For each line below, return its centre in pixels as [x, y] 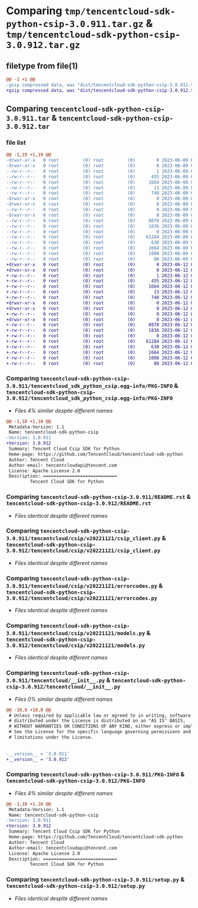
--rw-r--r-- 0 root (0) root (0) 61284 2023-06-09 [97, 237]
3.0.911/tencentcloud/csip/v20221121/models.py [76, 633]
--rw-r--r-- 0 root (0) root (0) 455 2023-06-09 [97, 177]
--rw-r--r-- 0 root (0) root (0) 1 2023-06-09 [97, 171]
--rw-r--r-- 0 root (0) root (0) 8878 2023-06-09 [97, 221]
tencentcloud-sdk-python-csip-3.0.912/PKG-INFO [76, 781]
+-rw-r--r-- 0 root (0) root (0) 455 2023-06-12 [97, 281]
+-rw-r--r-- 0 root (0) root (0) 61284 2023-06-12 [97, 342]
